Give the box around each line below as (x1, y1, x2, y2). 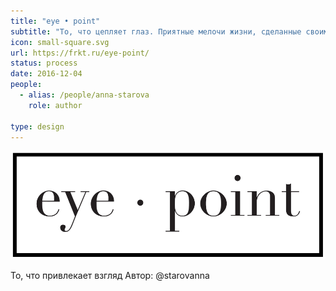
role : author (28, 100, 83, 110)
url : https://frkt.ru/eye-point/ (10, 48, 150, 58)
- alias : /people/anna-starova (19, 90, 150, 100)
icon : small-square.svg (10, 37, 110, 47)
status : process (10, 58, 78, 69)
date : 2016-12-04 (10, 69, 83, 79)
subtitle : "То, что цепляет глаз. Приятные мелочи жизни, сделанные (10, 26, 302, 37)
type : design (10, 121, 65, 132)
